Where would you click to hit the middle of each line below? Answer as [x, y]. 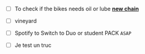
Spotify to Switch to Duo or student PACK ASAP [73, 33]
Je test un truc [33, 46]
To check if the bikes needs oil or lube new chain [76, 9]
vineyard [26, 21]
